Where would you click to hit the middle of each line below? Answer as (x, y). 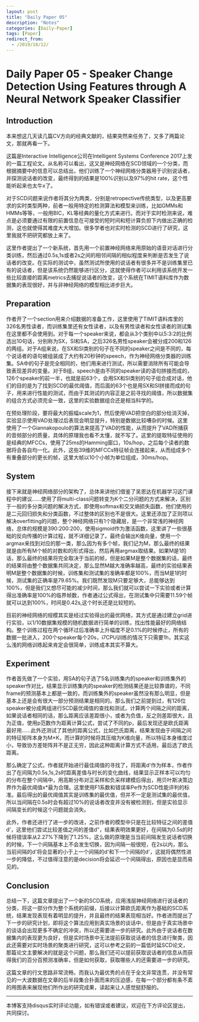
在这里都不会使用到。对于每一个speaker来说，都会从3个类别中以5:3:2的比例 (99, 334)
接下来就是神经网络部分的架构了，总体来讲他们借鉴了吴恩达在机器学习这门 (97, 491)
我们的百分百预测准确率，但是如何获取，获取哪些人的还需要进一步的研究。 (102, 960)
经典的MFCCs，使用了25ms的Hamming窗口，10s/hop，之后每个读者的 (98, 443)
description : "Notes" (33, 23)
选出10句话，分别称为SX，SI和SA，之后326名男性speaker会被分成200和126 (99, 341)
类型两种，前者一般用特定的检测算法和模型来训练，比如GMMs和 (105, 206)
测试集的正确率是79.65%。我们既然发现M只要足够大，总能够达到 (96, 580)
